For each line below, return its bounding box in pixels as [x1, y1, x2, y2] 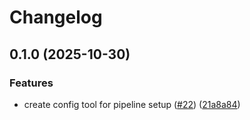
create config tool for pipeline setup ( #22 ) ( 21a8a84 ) [23, 98, 241, 110]
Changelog [9, 6, 103, 29]
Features [9, 76, 54, 90]
